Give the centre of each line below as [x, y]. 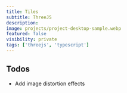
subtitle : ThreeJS [29, 17]
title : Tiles [22, 12]
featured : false [26, 34]
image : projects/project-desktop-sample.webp [63, 28]
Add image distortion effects [50, 83]
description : [22, 23]
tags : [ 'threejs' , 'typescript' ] [48, 45]
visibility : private [32, 39]
